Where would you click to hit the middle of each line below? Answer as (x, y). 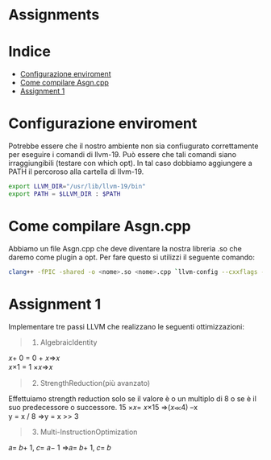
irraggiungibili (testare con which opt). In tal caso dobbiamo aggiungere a (130, 164)
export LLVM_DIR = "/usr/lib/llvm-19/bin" (77, 187)
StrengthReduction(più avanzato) (95, 383)
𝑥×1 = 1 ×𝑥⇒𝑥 (31, 367)
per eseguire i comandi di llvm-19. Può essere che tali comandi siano (122, 155)
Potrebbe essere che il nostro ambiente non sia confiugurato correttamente (133, 146)
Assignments (54, 15)
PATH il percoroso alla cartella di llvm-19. (76, 172)
